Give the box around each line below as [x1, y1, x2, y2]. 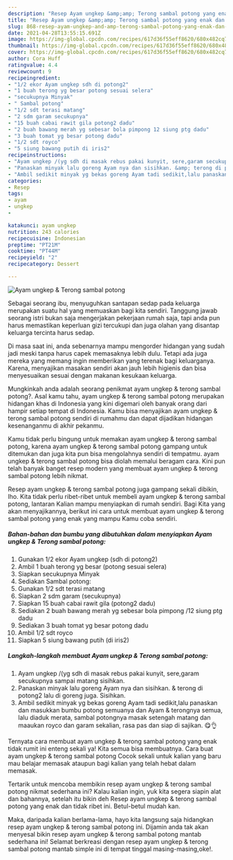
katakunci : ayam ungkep [8, 222, 77, 229]
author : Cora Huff [8, 55, 61, 62]
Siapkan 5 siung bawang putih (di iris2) [17, 636, 130, 644]
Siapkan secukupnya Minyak [17, 569, 100, 578]
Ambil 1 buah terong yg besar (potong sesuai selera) [17, 562, 167, 571]
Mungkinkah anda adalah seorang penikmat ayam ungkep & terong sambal [8, 385, 221, 393]
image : [8, 36, 27, 43]
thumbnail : [8, 42, 39, 49]
